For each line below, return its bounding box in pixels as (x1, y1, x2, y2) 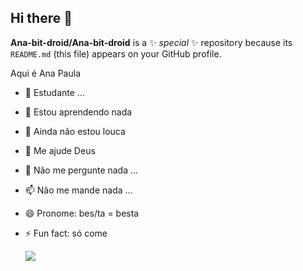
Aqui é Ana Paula (10, 67, 81, 79)
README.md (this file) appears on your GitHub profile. (10, 47, 222, 60)
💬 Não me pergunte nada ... (24, 164, 139, 176)
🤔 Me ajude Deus (24, 144, 96, 156)
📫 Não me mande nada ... (24, 184, 133, 196)
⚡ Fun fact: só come (24, 227, 108, 239)
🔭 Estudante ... (24, 86, 85, 98)
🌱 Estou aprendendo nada (24, 106, 133, 118)
